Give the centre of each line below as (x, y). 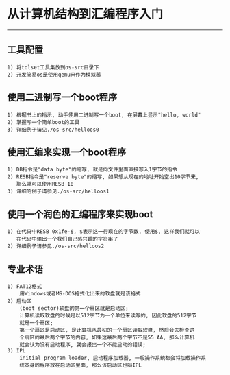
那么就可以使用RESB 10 (45, 184)
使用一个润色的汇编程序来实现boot (80, 214)
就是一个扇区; (36, 323)
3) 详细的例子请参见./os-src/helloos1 (58, 192)
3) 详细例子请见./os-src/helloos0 (53, 130)
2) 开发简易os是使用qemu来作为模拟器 (54, 75)
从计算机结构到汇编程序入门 (85, 14)
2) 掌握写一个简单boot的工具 (43, 122)
